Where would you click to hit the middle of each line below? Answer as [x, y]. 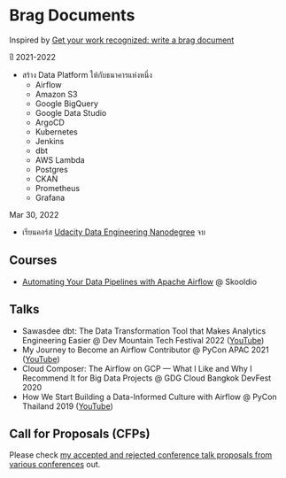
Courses [33, 261]
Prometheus [58, 188]
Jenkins [50, 141]
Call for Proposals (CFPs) [80, 433]
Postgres [51, 169]
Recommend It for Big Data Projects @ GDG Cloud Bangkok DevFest [147, 378]
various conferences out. [55, 465]
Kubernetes [56, 131]
